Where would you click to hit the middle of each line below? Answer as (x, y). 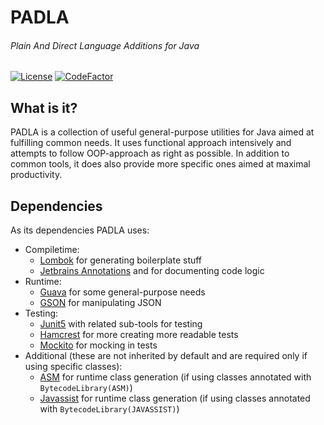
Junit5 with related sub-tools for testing (121, 324)
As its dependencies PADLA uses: (80, 230)
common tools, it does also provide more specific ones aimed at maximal (160, 164)
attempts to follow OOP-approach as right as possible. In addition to (150, 153)
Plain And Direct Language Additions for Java (105, 45)
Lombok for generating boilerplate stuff (121, 260)
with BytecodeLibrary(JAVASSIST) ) (109, 409)
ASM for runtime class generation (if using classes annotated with (175, 377)
